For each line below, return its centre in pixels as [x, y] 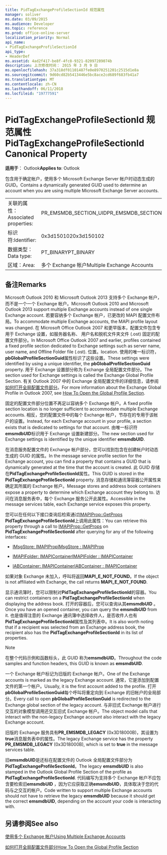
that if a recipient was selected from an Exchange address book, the [75, 627]
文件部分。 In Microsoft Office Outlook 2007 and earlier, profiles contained [85, 340]
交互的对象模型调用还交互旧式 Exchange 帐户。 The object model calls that [81, 711]
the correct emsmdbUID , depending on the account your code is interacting [83, 801]
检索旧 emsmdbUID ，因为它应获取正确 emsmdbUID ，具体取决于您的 [84, 784]
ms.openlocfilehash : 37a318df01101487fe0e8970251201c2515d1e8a [72, 70]
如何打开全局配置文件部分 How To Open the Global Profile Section [72, 847]
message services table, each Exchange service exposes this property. [78, 504]
